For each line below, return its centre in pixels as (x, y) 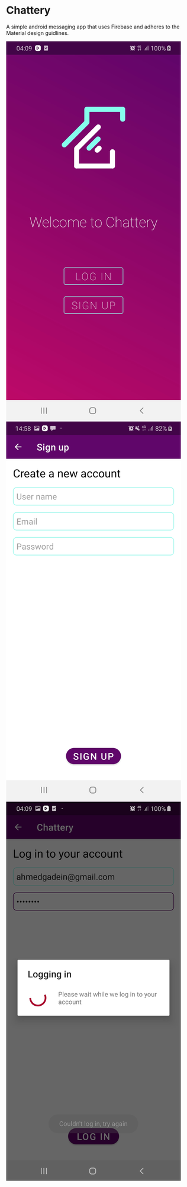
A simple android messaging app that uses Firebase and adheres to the (93, 27)
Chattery (28, 10)
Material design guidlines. (38, 33)
